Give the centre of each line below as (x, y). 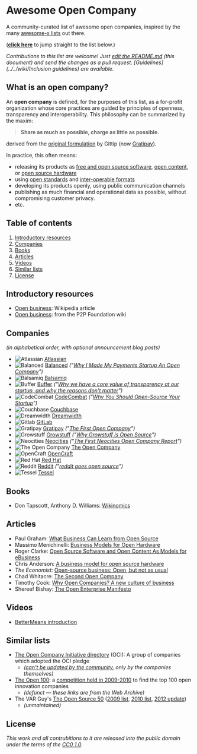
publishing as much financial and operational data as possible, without (100, 192)
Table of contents (39, 223)
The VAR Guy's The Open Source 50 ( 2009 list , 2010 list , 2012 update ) (101, 699)
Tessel (46, 473)
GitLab (44, 422)
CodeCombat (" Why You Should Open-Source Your (117, 397)
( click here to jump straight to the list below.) (61, 45)
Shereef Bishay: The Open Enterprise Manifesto (73, 589)
